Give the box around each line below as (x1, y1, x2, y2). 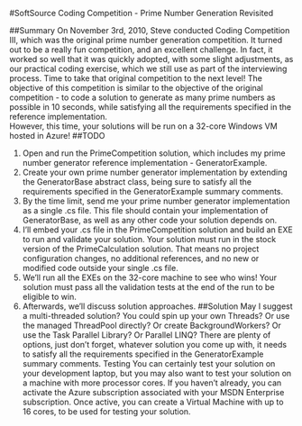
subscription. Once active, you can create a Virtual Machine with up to (22, 396, 284, 407)
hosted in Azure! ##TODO (9, 131, 105, 140)
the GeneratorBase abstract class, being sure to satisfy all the (22, 177, 252, 187)
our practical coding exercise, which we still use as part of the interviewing (9, 63, 288, 74)
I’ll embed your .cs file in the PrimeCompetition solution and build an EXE (22, 224, 293, 235)
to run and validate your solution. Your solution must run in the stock (22, 234, 277, 244)
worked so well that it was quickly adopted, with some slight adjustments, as (9, 54, 294, 64)
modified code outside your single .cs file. (22, 263, 178, 273)
